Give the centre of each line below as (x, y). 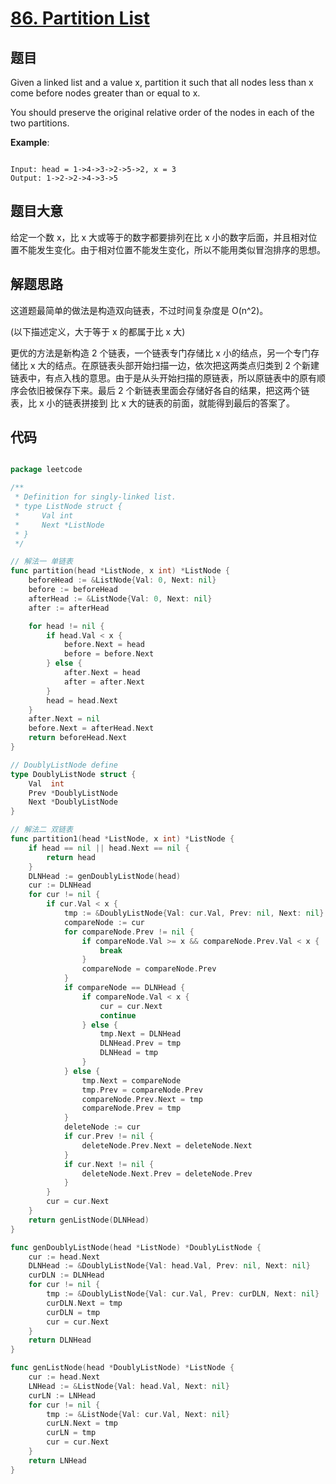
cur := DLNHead (60, 885)
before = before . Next (109, 654)
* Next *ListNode (59, 525)
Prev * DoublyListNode (73, 793)
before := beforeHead (73, 590)
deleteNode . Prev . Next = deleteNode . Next (167, 1145)
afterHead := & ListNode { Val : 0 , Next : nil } (120, 598)
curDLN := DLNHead (66, 1275)
